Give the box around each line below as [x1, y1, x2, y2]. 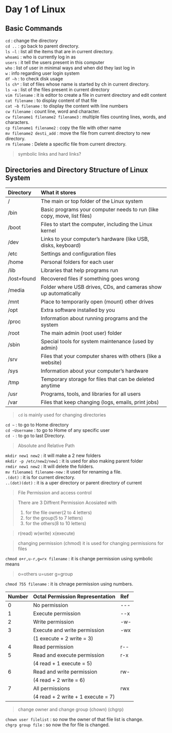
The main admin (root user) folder [40, 329, 122, 337]
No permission [33, 601, 68, 609]
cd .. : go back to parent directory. [5, 43, 79, 49]
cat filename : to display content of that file [5, 97, 97, 103]
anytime [40, 382, 60, 389]
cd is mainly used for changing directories [17, 411, 106, 418]
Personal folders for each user [40, 258, 114, 265]
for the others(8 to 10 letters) [25, 520, 87, 526]
